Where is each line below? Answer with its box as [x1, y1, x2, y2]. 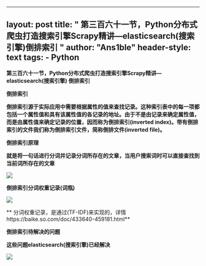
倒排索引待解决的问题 [6, 227, 60, 235]
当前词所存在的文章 [6, 160, 55, 167]
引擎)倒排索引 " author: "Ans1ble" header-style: [6, 42, 191, 53]
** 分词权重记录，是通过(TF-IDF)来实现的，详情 [6, 209, 127, 216]
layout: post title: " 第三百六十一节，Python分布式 [6, 20, 198, 30]
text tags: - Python [6, 53, 80, 63]
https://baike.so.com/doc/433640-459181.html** [6, 215, 131, 223]
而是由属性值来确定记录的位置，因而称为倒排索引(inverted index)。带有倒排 [6, 118, 199, 125]
